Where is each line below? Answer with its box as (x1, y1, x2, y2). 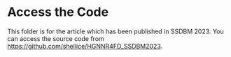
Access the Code (7, 4, 109, 20)
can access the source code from (7, 34, 105, 42)
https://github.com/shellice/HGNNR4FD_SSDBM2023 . (7, 42, 163, 50)
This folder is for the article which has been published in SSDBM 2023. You (7, 27, 224, 35)
